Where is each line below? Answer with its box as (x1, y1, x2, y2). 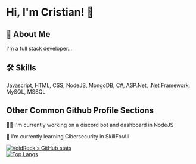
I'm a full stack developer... (6, 45, 73, 52)
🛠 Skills (6, 63, 37, 73)
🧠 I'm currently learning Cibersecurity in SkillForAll (6, 132, 130, 140)
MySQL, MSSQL (6, 88, 46, 95)
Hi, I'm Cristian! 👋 (6, 5, 94, 19)
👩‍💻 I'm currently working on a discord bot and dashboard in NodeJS (6, 121, 174, 128)
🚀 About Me (6, 29, 51, 39)
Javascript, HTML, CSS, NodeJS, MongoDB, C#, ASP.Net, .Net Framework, (6, 82, 191, 89)
